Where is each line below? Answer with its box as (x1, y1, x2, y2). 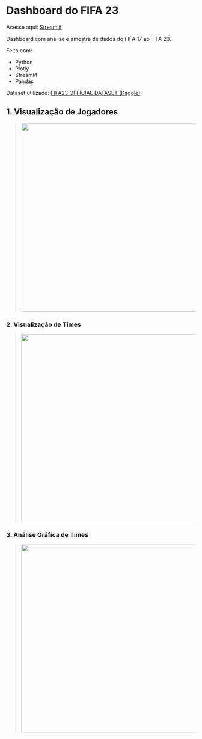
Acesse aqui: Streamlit (6, 23, 62, 31)
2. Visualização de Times (6, 320, 81, 329)
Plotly (14, 64, 29, 72)
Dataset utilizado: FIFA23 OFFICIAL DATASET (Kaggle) (6, 89, 141, 96)
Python (14, 58, 33, 66)
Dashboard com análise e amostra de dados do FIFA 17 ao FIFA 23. (6, 35, 171, 42)
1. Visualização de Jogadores (6, 107, 118, 117)
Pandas (14, 78, 34, 85)
